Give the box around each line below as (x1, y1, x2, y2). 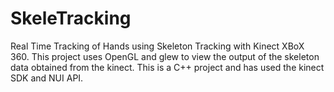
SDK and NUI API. (10, 72, 84, 84)
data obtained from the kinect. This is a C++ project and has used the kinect (10, 61, 325, 73)
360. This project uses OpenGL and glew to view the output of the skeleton (10, 50, 320, 62)
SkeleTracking (10, 7, 132, 30)
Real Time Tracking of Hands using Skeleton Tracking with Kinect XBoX (10, 40, 305, 52)
